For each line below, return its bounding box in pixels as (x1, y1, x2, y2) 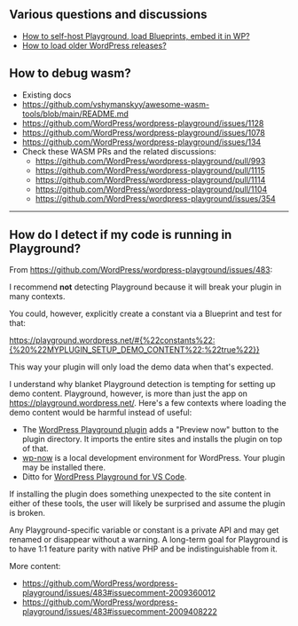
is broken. (9, 508, 46, 519)
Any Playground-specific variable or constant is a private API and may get (9, 525, 279, 535)
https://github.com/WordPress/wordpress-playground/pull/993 (35, 155, 266, 166)
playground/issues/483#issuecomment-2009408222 (21, 606, 217, 617)
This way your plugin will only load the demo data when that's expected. (9, 361, 274, 372)
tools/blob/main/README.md (21, 108, 129, 119)
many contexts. (9, 291, 66, 302)
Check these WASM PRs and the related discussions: (21, 146, 217, 156)
